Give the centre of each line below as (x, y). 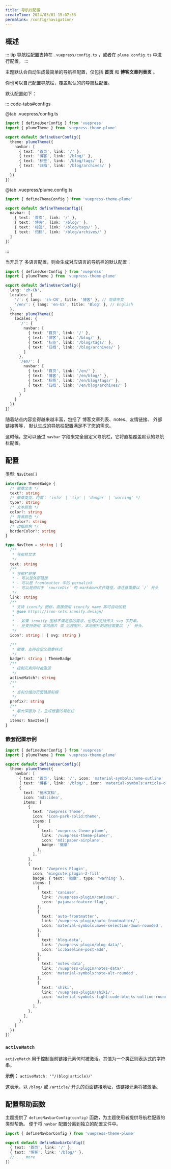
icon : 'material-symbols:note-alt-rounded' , (90, 973)
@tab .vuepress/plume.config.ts (39, 190)
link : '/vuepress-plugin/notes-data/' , (84, 969)
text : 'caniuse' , (60, 893)
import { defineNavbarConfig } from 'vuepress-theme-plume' (70, 1134)
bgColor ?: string (28, 522)
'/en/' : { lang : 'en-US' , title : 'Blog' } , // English (74, 305)
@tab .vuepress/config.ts (32, 114)
